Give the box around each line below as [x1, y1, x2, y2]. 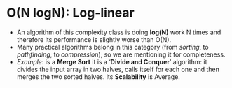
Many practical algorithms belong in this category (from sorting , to [16, 43, 209, 51]
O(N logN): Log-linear [6, 5, 135, 21]
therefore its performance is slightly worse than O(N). [16, 35, 172, 43]
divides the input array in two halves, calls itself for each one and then [16, 65, 220, 73]
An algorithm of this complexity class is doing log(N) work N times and [16, 28, 221, 36]
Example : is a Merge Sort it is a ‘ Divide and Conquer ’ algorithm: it [16, 57, 207, 66]
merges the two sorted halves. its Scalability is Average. [16, 72, 180, 81]
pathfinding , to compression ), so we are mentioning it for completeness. [16, 50, 226, 59]
